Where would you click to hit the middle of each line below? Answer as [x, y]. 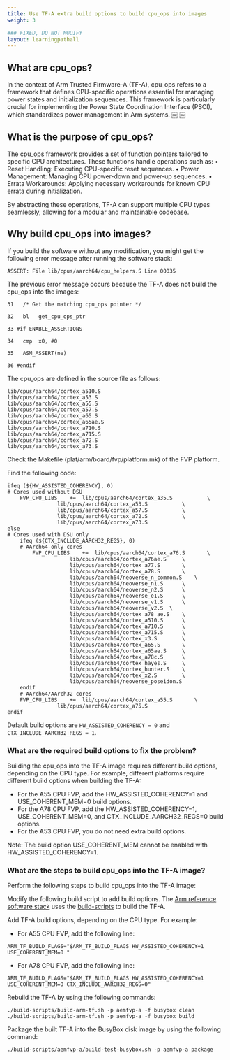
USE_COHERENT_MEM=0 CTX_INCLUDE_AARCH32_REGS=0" [79, 984]
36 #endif [22, 365]
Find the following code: [42, 473]
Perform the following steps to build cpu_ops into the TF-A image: [102, 886]
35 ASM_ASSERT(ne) [37, 353]
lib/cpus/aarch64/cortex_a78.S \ [128, 571]
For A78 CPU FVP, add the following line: [76, 966]
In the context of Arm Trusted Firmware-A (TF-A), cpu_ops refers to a [107, 85]
